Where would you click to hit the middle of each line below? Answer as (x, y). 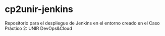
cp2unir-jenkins (39, 9)
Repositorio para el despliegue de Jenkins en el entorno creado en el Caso (82, 23)
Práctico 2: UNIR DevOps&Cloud (38, 28)
